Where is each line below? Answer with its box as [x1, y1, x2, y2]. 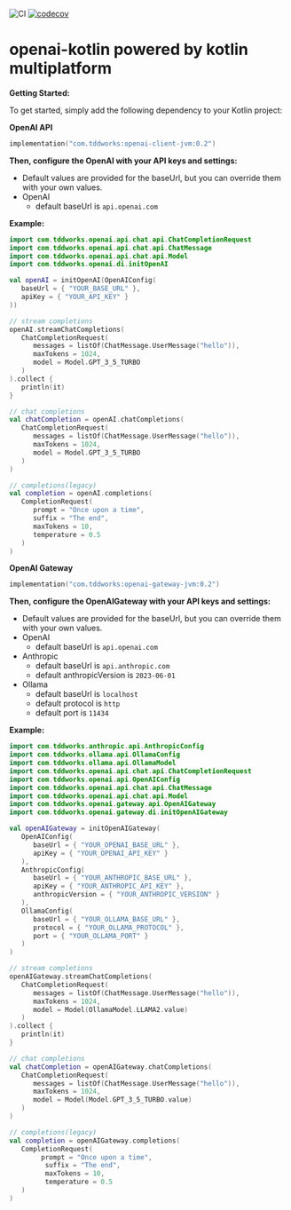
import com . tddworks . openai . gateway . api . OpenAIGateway [9, 800, 216, 809]
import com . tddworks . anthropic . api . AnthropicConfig [9, 742, 204, 751]
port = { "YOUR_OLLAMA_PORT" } [32, 931, 149, 940]
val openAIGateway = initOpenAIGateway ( [9, 824, 161, 834]
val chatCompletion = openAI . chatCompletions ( [9, 415, 185, 424]
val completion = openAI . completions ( [9, 489, 153, 498]
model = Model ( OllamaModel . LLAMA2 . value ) [32, 1005, 189, 1014]
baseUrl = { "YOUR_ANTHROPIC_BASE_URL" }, [32, 874, 193, 882]
